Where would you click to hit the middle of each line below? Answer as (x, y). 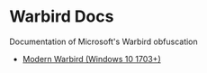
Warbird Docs (62, 17)
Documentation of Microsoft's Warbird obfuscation (103, 41)
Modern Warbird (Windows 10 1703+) (91, 59)
